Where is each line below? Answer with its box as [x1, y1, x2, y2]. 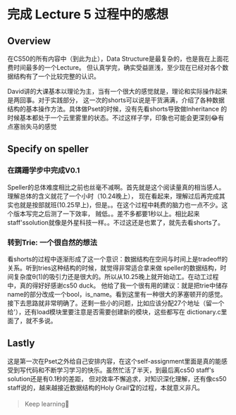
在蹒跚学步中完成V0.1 [7, 166, 80, 175]
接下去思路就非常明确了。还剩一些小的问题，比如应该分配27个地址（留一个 [7, 299, 225, 307]
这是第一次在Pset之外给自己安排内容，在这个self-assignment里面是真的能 [7, 357, 222, 365]
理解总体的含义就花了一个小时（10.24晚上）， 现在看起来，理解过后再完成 [7, 192, 220, 200]
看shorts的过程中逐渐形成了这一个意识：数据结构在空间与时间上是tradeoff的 [7, 254, 228, 263]
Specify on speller [7, 143, 89, 155]
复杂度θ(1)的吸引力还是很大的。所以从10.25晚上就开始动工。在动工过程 [13, 272, 219, 280]
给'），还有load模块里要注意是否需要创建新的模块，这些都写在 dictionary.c [7, 307, 221, 316]
